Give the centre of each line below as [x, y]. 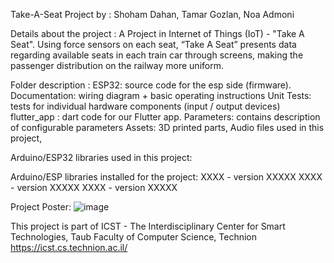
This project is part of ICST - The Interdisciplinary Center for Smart [148, 226]
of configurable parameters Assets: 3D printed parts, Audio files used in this [167, 127]
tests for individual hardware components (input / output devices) [145, 106]
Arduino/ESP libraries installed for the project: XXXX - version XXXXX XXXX [166, 177]
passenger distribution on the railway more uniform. [117, 65]
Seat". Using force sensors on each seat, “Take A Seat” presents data [153, 44]
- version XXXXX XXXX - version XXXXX [94, 187]
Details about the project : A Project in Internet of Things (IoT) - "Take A [157, 33]
